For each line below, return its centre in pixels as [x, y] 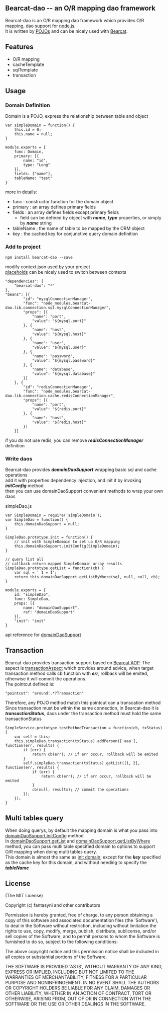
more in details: [21, 192]
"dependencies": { [24, 281]
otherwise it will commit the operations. [46, 678]
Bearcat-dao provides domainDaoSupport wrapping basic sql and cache [81, 470]
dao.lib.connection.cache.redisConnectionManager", [60, 396]
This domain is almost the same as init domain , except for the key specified [83, 857]
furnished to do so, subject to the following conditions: [61, 942]
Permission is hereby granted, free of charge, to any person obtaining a [79, 915]
